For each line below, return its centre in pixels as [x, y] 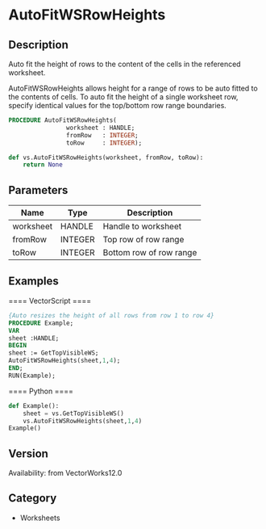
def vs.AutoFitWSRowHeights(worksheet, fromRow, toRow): [106, 157]
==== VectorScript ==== [50, 300]
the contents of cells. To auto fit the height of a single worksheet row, [123, 97]
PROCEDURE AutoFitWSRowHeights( [62, 120]
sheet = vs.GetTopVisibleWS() [74, 414]
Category [33, 498]
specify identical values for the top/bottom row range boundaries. [118, 105]
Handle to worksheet [142, 226]
